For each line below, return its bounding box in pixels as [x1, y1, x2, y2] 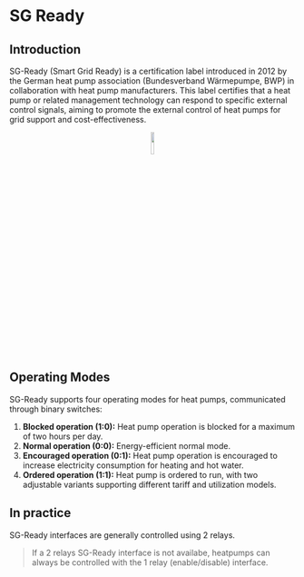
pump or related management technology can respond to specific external [9, 95, 288, 105]
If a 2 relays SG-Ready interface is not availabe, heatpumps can [31, 547, 270, 558]
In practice [9, 505, 72, 521]
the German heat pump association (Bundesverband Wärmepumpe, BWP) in [9, 75, 295, 86]
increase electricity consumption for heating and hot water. [22, 460, 244, 471]
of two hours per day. [22, 431, 103, 442]
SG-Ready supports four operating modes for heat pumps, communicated [9, 393, 286, 404]
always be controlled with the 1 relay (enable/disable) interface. [31, 556, 269, 568]
